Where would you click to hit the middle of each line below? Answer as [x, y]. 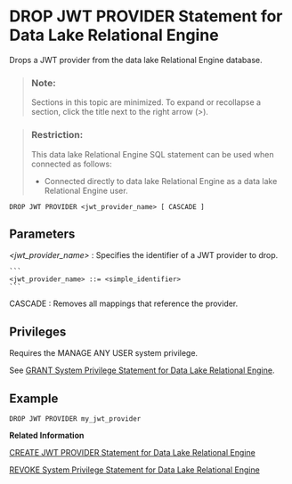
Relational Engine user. [86, 190]
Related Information [47, 435]
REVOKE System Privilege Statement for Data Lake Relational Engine [134, 470]
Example [34, 398]
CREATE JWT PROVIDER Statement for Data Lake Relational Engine [132, 452]
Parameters [42, 234]
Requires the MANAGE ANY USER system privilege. [104, 353]
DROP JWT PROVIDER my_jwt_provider [75, 419]
